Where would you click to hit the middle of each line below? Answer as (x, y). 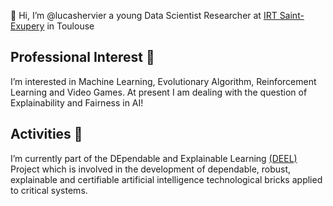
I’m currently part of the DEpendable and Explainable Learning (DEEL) (154, 158)
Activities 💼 (46, 134)
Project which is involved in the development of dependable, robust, (151, 169)
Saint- (292, 15)
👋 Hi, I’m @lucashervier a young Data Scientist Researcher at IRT (144, 15)
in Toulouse (70, 26)
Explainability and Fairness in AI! (77, 102)
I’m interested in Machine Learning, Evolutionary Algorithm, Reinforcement (163, 81)
